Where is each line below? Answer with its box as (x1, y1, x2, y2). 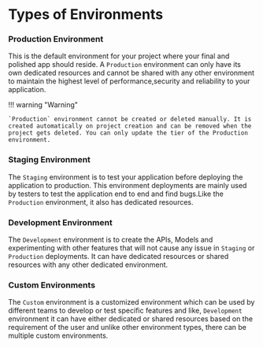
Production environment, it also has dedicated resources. (8, 197, 194, 206)
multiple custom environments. (8, 331, 109, 340)
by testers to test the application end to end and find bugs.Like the (8, 189, 224, 198)
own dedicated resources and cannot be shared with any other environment (8, 68, 254, 78)
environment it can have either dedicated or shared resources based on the (8, 314, 254, 324)
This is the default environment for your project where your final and (8, 51, 230, 61)
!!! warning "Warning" (8, 100, 79, 109)
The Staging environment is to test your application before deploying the (8, 172, 243, 182)
